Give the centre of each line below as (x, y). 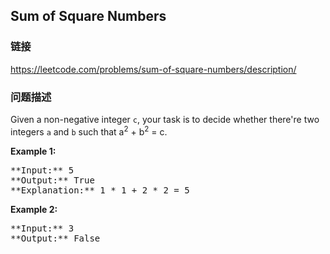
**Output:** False (55, 238)
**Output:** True (52, 180)
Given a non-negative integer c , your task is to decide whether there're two (165, 119)
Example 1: (33, 151)
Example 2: (34, 209)
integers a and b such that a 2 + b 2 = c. (89, 131)
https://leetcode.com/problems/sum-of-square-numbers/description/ (153, 69)
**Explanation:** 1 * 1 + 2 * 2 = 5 (100, 190)
